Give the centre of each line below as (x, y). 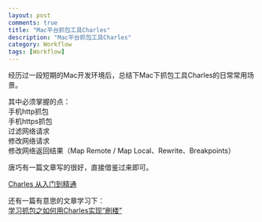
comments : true (33, 23)
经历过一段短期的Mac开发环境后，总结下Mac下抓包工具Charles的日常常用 (128, 75)
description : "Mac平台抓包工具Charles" (70, 37)
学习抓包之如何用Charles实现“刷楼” (65, 210)
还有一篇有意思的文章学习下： (56, 200)
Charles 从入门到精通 (42, 184)
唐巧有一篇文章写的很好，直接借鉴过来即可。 (81, 167)
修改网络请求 (29, 141)
